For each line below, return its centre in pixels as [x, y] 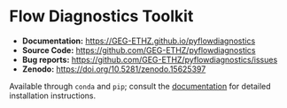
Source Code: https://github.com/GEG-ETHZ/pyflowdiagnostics [139, 50]
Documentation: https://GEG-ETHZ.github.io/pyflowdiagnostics [139, 41]
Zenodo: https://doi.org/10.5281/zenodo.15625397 [114, 69]
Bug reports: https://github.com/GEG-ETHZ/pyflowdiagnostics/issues [150, 59]
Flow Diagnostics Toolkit [101, 16]
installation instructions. [53, 96]
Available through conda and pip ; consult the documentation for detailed [140, 86]
